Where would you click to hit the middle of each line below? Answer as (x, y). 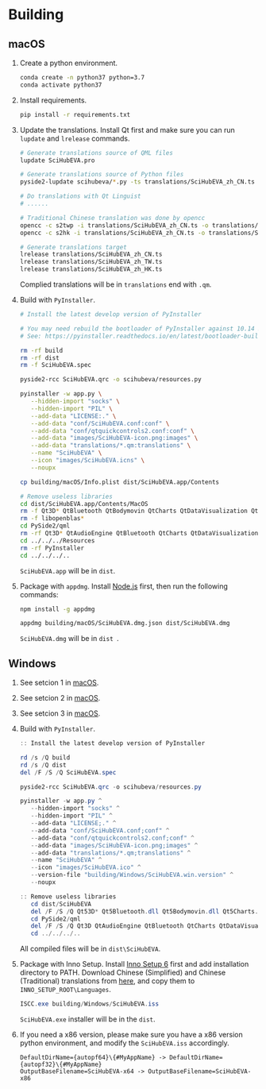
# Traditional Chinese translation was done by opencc (112, 218)
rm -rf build (41, 350)
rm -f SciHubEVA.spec (56, 365)
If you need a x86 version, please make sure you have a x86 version (131, 1035)
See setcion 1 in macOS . (59, 683)
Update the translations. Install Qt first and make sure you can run (127, 129)
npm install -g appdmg (57, 609)
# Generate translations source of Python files (102, 175)
